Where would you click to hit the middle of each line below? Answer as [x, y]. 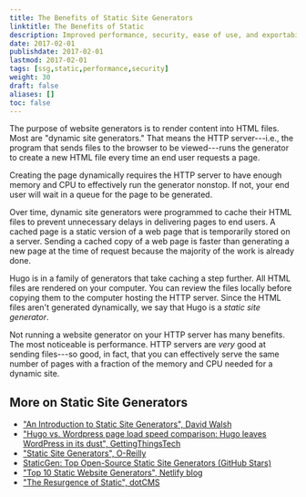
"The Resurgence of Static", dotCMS [92, 482]
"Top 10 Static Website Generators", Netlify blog [112, 473]
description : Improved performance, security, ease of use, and [134, 35]
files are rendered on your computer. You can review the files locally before [151, 288]
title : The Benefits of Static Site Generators [102, 18]
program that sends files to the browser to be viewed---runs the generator [149, 148]
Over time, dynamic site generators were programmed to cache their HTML [151, 212]
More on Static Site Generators [99, 402]
